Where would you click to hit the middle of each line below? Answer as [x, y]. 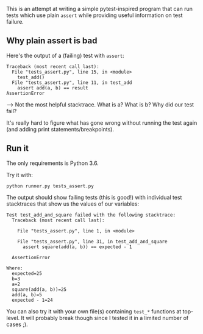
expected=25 [27, 273]
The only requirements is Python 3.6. [52, 163]
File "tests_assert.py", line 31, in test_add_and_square [92, 242]
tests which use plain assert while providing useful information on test [94, 15]
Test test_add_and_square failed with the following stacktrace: [91, 215]
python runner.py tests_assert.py [50, 186]
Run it [18, 148]
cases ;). [17, 324]
